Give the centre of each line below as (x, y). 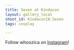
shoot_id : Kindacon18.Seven (34, 19)
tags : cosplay (20, 24)
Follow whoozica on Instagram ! (37, 42)
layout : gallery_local (29, 14)
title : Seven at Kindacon (32, 10)
